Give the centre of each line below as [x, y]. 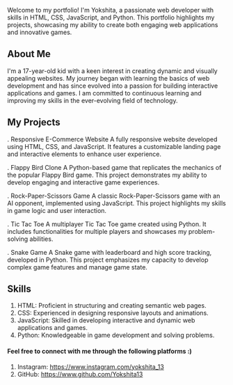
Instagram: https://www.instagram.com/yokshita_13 [91, 367]
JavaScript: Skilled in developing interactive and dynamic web [106, 320]
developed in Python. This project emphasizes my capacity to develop [108, 260]
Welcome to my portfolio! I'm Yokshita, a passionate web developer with [111, 10]
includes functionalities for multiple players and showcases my [97, 231]
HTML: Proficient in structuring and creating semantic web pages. [112, 306]
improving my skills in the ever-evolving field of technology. [93, 100]
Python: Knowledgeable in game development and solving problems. [116, 335]
